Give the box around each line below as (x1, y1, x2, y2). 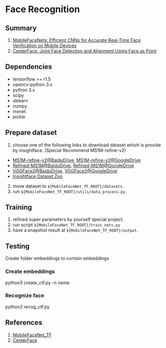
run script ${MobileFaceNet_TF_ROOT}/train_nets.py (12, 222, 120, 228)
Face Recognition (5, 4, 80, 15)
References (5, 318, 43, 327)
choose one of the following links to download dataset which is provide (12, 142, 161, 148)
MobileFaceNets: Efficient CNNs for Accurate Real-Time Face (12, 37, 141, 43)
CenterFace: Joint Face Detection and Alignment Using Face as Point (12, 48, 157, 54)
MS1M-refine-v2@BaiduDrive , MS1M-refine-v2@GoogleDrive (12, 157, 141, 163)
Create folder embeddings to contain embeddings (5, 255, 109, 261)
